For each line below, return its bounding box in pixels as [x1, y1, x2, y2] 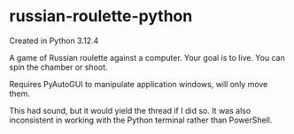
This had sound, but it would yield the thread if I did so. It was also [9, 105, 251, 115]
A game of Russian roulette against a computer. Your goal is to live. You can [9, 52, 285, 63]
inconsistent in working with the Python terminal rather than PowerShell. [9, 115, 273, 125]
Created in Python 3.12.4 [9, 35, 99, 46]
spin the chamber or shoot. [9, 62, 108, 72]
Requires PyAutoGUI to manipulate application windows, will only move [9, 78, 268, 89]
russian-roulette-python [9, 6, 193, 26]
